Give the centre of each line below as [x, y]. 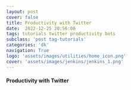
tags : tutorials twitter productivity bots [61, 34]
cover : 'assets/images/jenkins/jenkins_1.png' [65, 61]
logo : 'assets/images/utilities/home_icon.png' [66, 56]
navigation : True [28, 51]
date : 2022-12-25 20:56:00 [41, 28]
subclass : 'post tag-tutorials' [46, 39]
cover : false [22, 17]
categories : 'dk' [28, 45]
